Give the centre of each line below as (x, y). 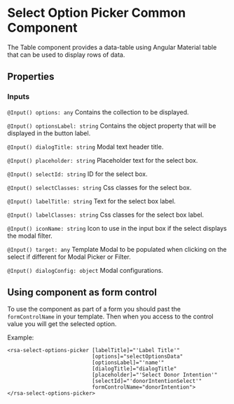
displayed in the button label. (49, 133)
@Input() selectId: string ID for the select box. (78, 174)
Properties (31, 77)
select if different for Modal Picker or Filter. (69, 257)
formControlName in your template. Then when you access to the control (110, 316)
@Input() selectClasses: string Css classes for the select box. (99, 187)
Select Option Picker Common (97, 13)
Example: (21, 337)
